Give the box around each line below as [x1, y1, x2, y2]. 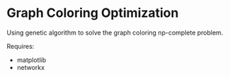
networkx [16, 63, 45, 71]
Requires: [6, 42, 35, 50]
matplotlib [16, 55, 47, 64]
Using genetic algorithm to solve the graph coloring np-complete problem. [6, 28, 224, 37]
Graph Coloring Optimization [6, 5, 179, 21]
